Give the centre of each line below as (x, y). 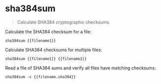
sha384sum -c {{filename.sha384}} (41, 77)
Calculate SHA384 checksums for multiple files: (54, 50)
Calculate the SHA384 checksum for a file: (48, 31)
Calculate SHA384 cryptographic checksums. (64, 22)
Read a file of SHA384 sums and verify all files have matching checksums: (80, 68)
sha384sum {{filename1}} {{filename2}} (46, 59)
